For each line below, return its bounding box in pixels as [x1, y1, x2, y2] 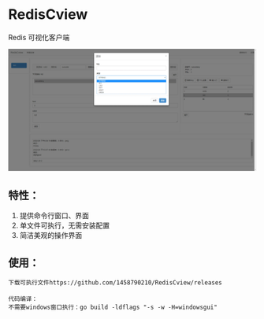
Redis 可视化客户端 [8, 32, 70, 42]
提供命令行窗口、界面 [19, 211, 89, 221]
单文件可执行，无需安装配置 [19, 221, 110, 230]
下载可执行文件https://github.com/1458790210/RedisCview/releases [8, 279, 223, 287]
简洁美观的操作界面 [19, 231, 83, 240]
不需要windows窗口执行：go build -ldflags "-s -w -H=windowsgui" [8, 303, 218, 312]
